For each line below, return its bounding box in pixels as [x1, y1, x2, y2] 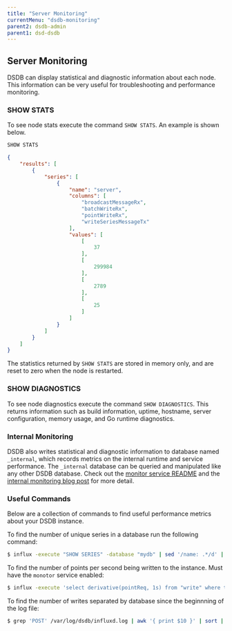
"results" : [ [19, 160, 57, 168]
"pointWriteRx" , [81, 212, 128, 219]
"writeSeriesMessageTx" [81, 218, 150, 225]
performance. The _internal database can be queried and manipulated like [7, 462, 222, 470]
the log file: [7, 604, 39, 612]
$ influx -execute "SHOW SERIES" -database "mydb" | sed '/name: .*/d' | [7, 551, 224, 558]
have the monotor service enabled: [7, 571, 105, 579]
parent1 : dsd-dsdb [7, 29, 60, 37]
